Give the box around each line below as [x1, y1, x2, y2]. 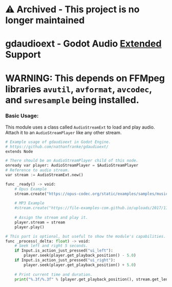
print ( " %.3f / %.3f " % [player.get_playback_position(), [14, 277, 134, 282]
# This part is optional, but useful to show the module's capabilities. [5, 234, 166, 239]
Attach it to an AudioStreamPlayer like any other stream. [5, 129, 122, 135]
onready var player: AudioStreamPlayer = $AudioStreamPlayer [5, 163, 139, 168]
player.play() [14, 224, 45, 230]
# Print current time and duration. [14, 272, 93, 277]
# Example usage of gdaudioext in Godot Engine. [5, 139, 111, 145]
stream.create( [14, 191, 47, 196]
